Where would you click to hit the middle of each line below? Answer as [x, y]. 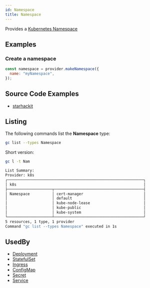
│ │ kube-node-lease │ [75, 203]
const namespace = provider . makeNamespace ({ [52, 69]
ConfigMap [24, 270]
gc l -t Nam [17, 161]
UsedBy [18, 242]
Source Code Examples [42, 94]
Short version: [20, 152]
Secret [19, 275]
